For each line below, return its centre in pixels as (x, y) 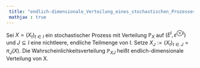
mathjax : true (27, 17)
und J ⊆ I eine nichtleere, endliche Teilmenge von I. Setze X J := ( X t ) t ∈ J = (97, 43)
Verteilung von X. (27, 58)
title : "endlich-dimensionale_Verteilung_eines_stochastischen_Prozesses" (103, 12)
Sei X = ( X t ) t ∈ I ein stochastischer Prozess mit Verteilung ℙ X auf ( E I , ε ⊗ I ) (96, 35)
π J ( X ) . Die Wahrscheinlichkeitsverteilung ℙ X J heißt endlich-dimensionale (95, 51)
